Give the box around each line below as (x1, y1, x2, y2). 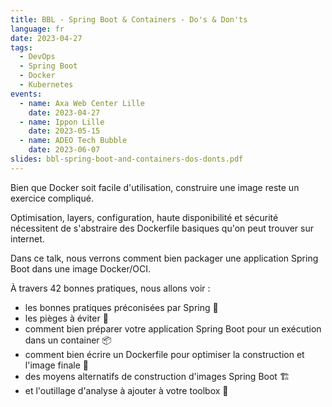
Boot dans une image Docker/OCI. (10, 262, 151, 275)
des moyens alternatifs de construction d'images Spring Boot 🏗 (24, 370, 290, 382)
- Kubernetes (19, 80, 74, 90)
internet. (10, 232, 45, 245)
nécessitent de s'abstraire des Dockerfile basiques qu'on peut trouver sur (10, 222, 314, 234)
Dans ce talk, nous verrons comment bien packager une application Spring (10, 252, 319, 264)
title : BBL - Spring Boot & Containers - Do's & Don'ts (10, 14, 248, 25)
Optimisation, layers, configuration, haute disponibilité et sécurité (10, 211, 279, 223)
